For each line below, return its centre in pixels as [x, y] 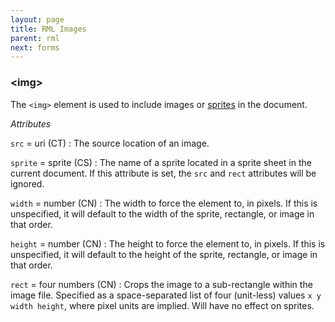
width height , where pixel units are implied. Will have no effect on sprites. [162, 305]
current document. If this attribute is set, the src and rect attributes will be [163, 173]
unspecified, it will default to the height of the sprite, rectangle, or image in [164, 254]
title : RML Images [48, 29]
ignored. [27, 183]
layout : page [37, 19]
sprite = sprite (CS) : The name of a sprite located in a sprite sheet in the [161, 162]
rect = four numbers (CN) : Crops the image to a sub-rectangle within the [161, 284]
